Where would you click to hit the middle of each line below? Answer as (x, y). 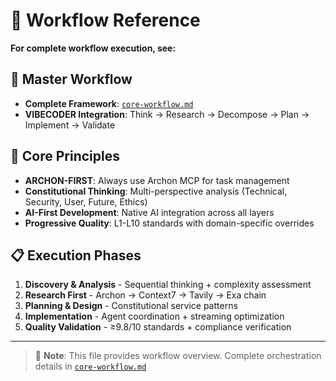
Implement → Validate (70, 125)
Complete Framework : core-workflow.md (109, 103)
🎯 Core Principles (65, 156)
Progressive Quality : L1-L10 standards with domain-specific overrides (169, 223)
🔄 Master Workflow (71, 79)
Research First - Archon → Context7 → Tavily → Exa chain (145, 295)
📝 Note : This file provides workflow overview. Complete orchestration (178, 356)
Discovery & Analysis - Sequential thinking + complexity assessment (168, 285)
